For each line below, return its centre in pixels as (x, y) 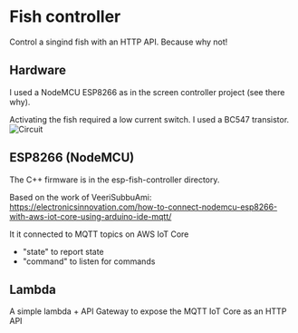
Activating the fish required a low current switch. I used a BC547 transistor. (149, 119)
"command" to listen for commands (89, 261)
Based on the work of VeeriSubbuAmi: (81, 197)
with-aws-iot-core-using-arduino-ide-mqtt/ (91, 216)
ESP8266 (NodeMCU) (72, 157)
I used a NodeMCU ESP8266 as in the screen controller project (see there (147, 92)
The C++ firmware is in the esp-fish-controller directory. (115, 180)
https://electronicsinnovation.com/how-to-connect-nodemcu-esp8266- (144, 207)
